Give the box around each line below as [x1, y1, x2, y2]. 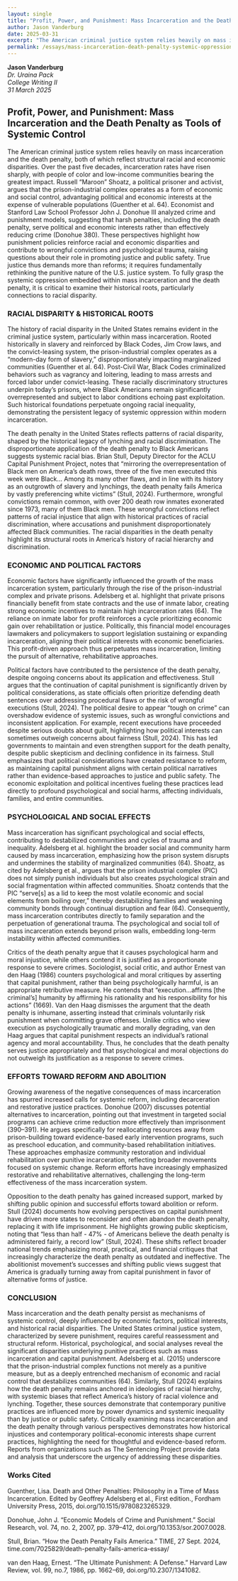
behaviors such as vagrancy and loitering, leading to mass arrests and [7, 371, 212, 379]
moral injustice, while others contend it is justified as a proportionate [7, 955, 208, 964]
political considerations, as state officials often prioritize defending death [7, 688, 220, 697]
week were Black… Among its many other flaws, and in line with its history [7, 474, 224, 484]
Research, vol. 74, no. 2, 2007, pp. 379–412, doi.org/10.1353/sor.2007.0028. [7, 1523, 227, 1531]
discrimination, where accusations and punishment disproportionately [7, 520, 211, 528]
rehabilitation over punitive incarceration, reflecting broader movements [7, 1156, 217, 1164]
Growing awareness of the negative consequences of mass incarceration [7, 1087, 221, 1096]
